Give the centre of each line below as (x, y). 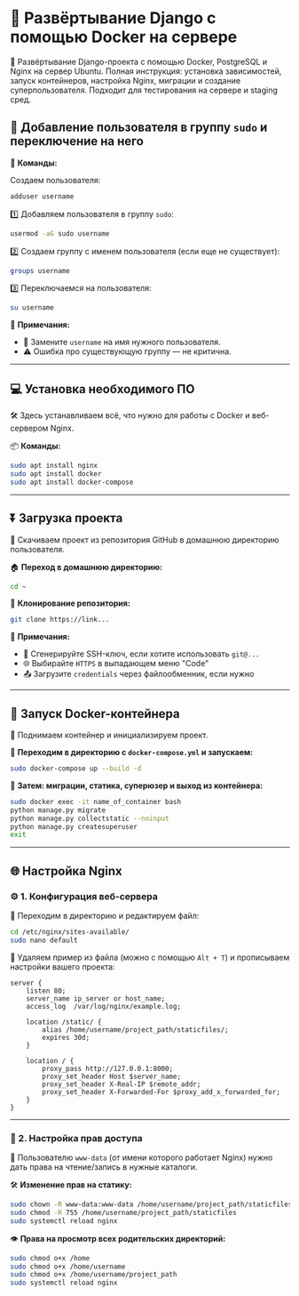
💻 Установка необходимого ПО (102, 389)
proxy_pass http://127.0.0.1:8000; (108, 1068)
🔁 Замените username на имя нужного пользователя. (122, 342)
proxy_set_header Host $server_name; (111, 1076)
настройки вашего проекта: (63, 966)
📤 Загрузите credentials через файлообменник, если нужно (138, 674)
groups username (40, 270)
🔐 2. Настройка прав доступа (76, 1138)
